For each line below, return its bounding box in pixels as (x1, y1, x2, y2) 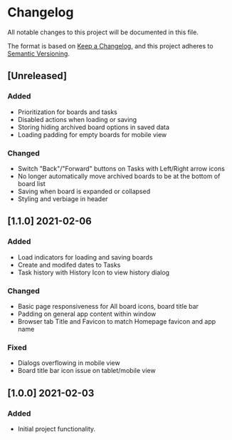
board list (17, 179, 46, 188)
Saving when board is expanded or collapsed (17, 187, 151, 195)
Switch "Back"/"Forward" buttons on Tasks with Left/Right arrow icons (17, 164, 226, 173)
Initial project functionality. (17, 424, 96, 433)
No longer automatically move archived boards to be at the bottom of (17, 172, 221, 180)
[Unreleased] (7, 70, 68, 82)
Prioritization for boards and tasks (17, 108, 117, 116)
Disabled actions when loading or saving (17, 115, 137, 123)
